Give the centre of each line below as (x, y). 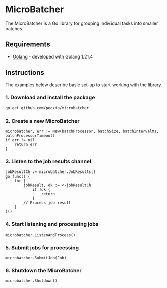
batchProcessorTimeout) (30, 136)
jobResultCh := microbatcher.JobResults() (50, 172)
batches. (14, 28)
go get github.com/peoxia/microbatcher (47, 108)
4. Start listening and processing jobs (52, 224)
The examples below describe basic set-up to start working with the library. (84, 85)
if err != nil (20, 140)
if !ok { (41, 190)
